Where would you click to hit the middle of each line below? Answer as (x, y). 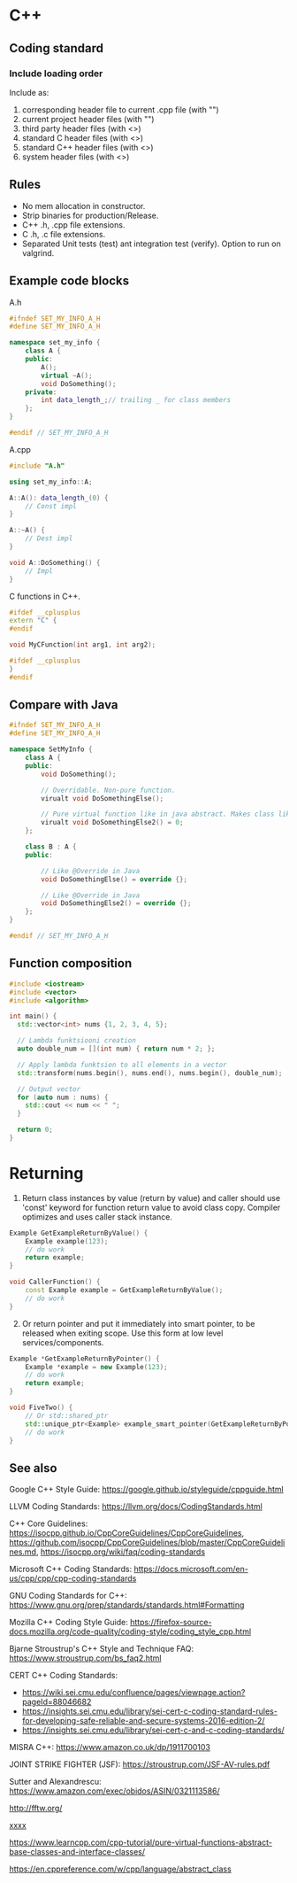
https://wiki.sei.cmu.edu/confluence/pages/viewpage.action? (133, 1693)
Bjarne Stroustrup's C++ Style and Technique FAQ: (102, 1649)
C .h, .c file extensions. (64, 234)
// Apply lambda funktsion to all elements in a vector (122, 1065)
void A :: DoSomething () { (55, 562)
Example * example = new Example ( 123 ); (96, 1367)
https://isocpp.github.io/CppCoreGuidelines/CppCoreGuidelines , (127, 1533)
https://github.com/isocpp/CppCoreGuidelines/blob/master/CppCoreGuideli (147, 1543)
